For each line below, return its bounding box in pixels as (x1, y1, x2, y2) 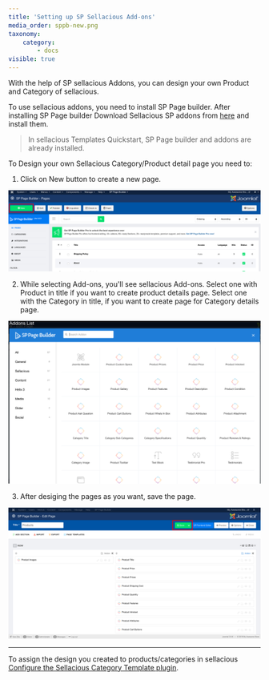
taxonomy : (8, 30, 42, 38)
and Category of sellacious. (8, 87, 99, 96)
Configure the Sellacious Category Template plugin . (8, 662, 179, 672)
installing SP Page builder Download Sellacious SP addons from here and (8, 111, 250, 120)
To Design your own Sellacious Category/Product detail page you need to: (8, 159, 252, 168)
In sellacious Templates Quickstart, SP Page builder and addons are (27, 135, 252, 144)
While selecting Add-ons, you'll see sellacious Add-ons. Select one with (19, 280, 258, 289)
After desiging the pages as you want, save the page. (19, 491, 196, 501)
